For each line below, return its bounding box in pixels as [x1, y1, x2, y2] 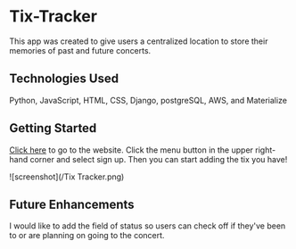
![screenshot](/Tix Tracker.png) [9, 171, 125, 182]
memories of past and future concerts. [9, 45, 152, 55]
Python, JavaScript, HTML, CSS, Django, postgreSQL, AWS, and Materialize [9, 95, 288, 105]
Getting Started [9, 120, 97, 136]
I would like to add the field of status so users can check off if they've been [9, 220, 286, 231]
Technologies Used [9, 71, 119, 87]
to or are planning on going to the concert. [9, 230, 165, 241]
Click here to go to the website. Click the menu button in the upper [9, 145, 254, 155]
